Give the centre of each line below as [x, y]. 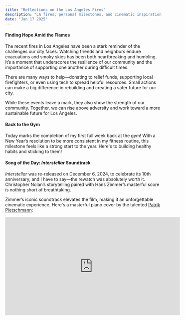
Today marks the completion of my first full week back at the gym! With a [80, 136]
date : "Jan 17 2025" [27, 19]
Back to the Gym [23, 125]
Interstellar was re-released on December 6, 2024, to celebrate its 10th [78, 174]
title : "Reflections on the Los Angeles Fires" [56, 10]
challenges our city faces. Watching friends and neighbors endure [73, 51]
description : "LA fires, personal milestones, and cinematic [70, 14]
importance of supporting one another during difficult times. [67, 67]
